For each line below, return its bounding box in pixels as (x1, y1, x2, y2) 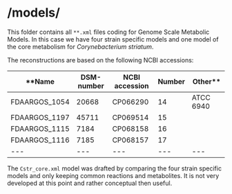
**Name (25, 76, 55, 86)
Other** (192, 76, 221, 86)
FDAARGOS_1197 (10, 112, 70, 122)
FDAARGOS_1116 (10, 135, 70, 145)
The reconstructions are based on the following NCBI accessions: (7, 55, 194, 64)
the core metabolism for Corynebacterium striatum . (7, 42, 154, 51)
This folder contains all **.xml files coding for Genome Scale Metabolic (7, 28, 210, 36)
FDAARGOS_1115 (10, 123, 70, 133)
